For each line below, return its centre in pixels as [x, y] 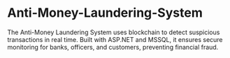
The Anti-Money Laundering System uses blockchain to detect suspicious [114, 32]
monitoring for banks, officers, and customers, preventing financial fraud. [113, 47]
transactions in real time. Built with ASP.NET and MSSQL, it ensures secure [115, 39]
